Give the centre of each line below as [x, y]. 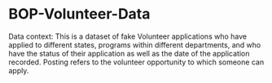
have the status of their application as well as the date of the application [129, 53]
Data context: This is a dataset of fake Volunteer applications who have [127, 36]
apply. [19, 70]
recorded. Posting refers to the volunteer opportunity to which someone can [136, 62]
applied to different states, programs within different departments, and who [135, 44]
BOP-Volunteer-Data [79, 14]
